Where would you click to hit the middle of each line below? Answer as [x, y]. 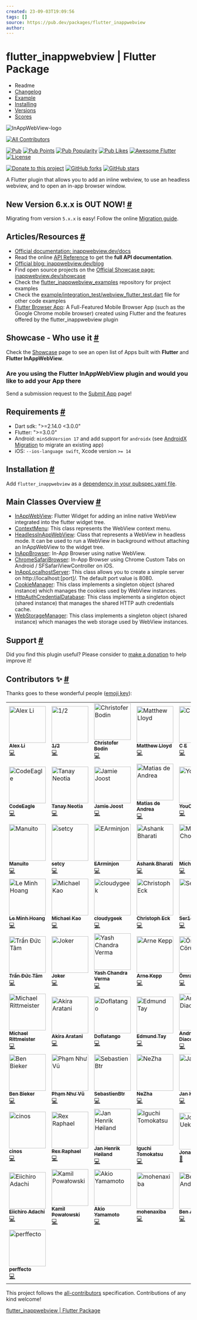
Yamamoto [107, 1214]
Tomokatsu [150, 1154]
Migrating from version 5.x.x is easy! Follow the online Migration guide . [92, 218]
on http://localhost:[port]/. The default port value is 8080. [84, 579]
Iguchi [144, 1148]
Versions [25, 110]
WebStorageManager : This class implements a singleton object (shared [101, 615]
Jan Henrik [107, 1148]
